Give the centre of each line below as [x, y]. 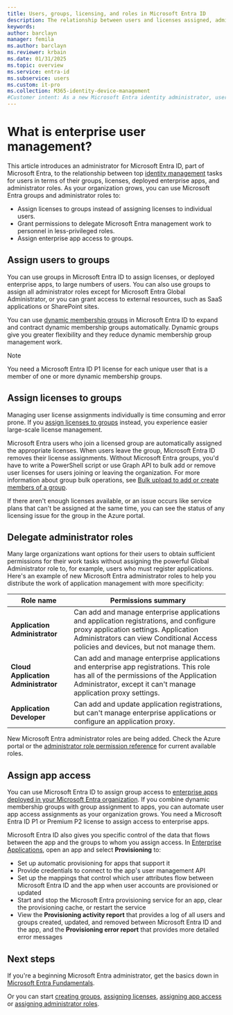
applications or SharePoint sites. [53, 306]
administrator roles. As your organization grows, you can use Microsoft [109, 187]
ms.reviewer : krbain [37, 53]
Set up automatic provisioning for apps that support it [94, 863]
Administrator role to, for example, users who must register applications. [110, 569]
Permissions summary [148, 601]
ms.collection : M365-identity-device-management [79, 91]
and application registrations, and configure [145, 621]
